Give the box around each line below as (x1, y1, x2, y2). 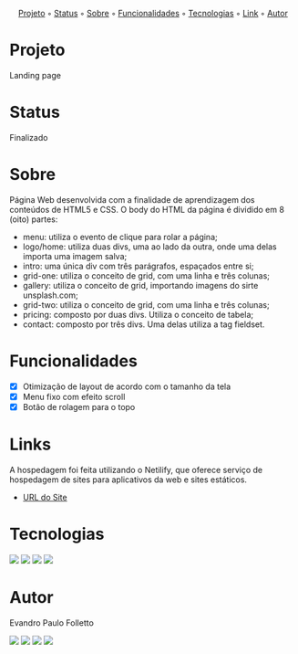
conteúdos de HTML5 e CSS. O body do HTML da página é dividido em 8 (9, 204, 285, 215)
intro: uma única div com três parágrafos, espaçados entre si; (22, 260, 254, 271)
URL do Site (22, 491, 67, 502)
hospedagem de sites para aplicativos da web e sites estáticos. (9, 474, 248, 485)
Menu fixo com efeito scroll (22, 391, 126, 402)
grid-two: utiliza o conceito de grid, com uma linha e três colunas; (22, 299, 271, 310)
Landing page (9, 69, 62, 80)
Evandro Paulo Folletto (9, 617, 94, 628)
